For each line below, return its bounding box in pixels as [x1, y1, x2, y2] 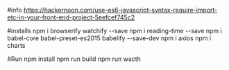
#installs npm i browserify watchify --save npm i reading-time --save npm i [7, 27, 222, 35]
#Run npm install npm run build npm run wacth [7, 55, 141, 63]
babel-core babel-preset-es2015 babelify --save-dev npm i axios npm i [7, 34, 212, 42]
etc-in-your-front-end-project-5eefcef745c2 [7, 13, 135, 21]
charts [7, 42, 26, 49]
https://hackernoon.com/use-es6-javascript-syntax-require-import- [23, 6, 218, 14]
